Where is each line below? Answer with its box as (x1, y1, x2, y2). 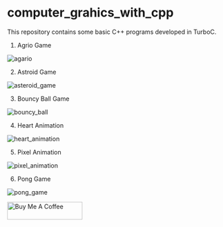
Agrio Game (17, 41, 52, 49)
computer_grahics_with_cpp (7, 5, 174, 21)
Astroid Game (17, 68, 57, 76)
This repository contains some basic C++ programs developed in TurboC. (7, 28, 217, 36)
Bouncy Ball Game (17, 95, 70, 103)
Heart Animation (17, 121, 64, 129)
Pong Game (17, 175, 51, 183)
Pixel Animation (17, 148, 62, 156)
